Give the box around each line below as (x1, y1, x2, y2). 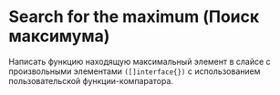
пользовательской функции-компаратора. (8, 75, 174, 86)
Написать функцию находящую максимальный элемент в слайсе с (8, 56, 271, 67)
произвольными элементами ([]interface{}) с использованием (8, 66, 261, 77)
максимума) (8, 26, 110, 47)
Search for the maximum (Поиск (8, 6, 260, 27)
